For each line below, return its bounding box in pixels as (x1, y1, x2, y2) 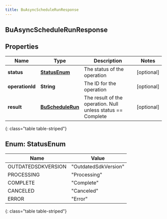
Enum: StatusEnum (5, 140, 66, 148)
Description (93, 57, 122, 64)
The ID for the (83, 80, 116, 87)
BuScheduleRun (40, 103, 80, 110)
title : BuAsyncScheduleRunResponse (5, 7, 79, 12)
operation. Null (83, 100, 118, 107)
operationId (7, 83, 36, 90)
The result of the (83, 94, 123, 101)
